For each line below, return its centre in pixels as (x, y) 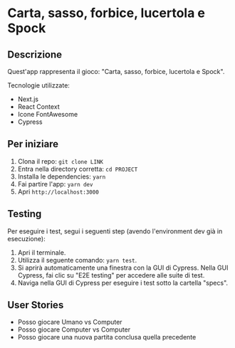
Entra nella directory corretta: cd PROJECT (78, 169)
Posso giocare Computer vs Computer (74, 329)
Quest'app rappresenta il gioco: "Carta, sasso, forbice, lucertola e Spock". (116, 72)
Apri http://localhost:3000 (58, 191)
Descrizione (35, 54)
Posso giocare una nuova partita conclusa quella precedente (107, 337)
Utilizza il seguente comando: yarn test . (77, 260)
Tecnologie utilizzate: (38, 85)
